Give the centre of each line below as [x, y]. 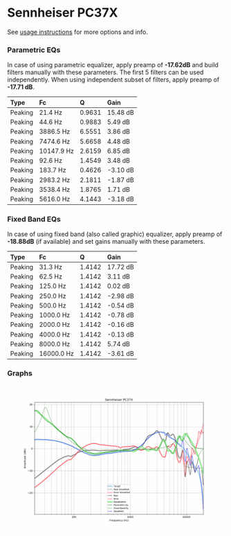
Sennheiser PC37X [63, 13]
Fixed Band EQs [34, 219]
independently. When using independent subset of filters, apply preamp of [113, 80]
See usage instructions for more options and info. [78, 32]
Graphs [20, 373]
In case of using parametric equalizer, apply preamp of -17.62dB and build [113, 65]
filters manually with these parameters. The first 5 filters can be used [105, 72]
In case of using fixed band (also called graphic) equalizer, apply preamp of [115, 234]
